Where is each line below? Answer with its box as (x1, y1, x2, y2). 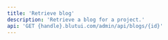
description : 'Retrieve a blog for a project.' (7, 16, 145, 23)
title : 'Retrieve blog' (7, 9, 75, 17)
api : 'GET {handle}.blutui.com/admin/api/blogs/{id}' (7, 22, 164, 29)
